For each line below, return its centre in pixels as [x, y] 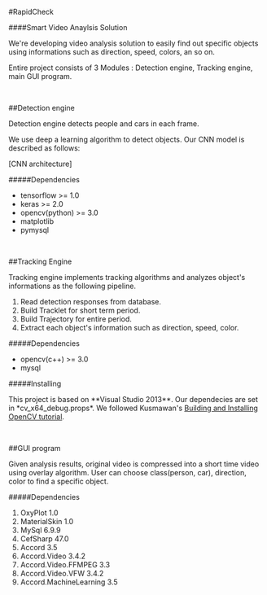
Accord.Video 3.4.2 [53, 556]
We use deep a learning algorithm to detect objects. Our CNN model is [127, 139]
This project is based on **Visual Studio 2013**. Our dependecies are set [133, 399]
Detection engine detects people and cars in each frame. [104, 124]
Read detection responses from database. [90, 302]
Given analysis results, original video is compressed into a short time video [134, 464]
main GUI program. [40, 76]
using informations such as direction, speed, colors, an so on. [112, 52]
